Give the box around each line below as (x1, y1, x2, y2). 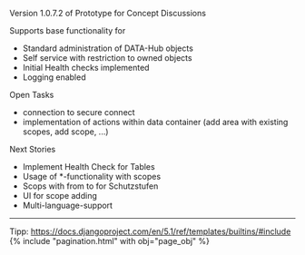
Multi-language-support (22, 200, 113, 211)
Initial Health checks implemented (22, 63, 150, 73)
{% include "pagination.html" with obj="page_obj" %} (9, 236, 211, 246)
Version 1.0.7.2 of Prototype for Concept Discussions (9, 8, 207, 18)
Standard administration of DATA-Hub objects (22, 43, 193, 54)
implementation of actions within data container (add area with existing (22, 117, 289, 127)
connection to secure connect (22, 107, 135, 117)
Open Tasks (9, 90, 54, 100)
